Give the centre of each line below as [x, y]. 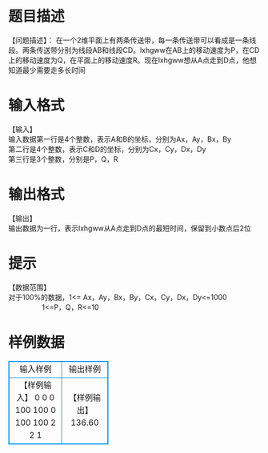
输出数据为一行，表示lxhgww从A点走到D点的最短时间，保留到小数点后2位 [130, 228]
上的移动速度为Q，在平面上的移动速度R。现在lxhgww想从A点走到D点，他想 [133, 60]
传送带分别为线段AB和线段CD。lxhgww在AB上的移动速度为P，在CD [148, 50]
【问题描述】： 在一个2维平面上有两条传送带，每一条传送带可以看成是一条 [129, 40]
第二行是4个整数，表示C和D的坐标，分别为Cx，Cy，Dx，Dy [107, 149]
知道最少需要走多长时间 [47, 70]
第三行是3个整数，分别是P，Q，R [63, 159]
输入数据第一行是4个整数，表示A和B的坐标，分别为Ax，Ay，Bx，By [120, 139]
